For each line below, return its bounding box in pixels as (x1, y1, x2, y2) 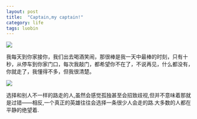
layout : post (6, 8, 39, 15)
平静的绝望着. (6, 107, 40, 114)
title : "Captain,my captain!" (6, 14, 84, 20)
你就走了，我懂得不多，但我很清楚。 (6, 68, 95, 75)
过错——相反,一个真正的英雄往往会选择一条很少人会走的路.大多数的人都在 (11, 99, 192, 107)
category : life (6, 20, 44, 25)
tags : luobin (6, 25, 39, 31)
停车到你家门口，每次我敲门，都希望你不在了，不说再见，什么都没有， (21, 60, 193, 68)
